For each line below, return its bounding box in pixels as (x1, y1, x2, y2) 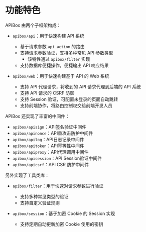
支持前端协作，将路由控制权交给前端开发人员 (20, 102, 113, 108)
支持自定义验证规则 (20, 199, 60, 206)
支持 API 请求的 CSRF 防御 (20, 90, 75, 96)
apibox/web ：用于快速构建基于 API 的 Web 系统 (12, 73, 109, 79)
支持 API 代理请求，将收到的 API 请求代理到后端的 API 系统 (20, 83, 141, 89)
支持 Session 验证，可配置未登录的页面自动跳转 (20, 96, 118, 102)
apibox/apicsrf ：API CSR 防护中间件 (12, 161, 89, 167)
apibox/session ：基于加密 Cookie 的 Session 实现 (12, 210, 115, 216)
